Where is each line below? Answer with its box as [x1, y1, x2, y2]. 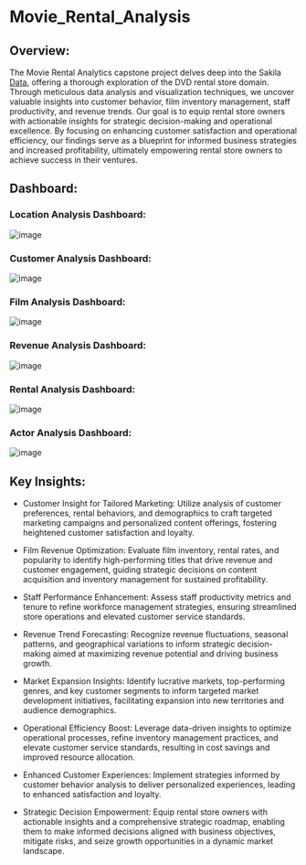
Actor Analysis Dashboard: [9, 426, 132, 439]
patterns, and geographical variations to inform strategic [22, 638, 236, 649]
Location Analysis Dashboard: [9, 208, 146, 221]
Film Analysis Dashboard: [9, 295, 126, 308]
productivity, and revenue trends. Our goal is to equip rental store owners [9, 106, 286, 116]
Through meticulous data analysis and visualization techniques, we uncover [9, 87, 295, 97]
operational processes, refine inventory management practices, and [22, 732, 279, 742]
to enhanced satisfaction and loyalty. [22, 788, 162, 799]
